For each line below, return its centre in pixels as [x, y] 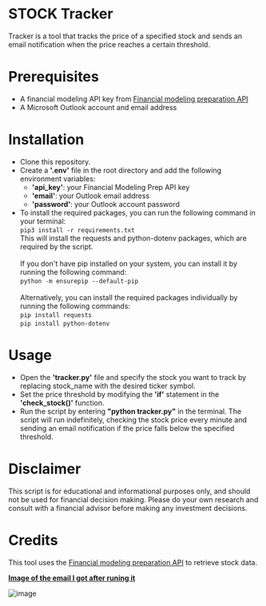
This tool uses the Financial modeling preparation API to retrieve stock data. [133, 562]
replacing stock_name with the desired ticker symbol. [107, 386]
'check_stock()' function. [62, 402]
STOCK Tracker [61, 14]
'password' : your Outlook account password [106, 204]
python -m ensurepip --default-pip [79, 281]
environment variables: [58, 178]
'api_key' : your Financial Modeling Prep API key [111, 187]
